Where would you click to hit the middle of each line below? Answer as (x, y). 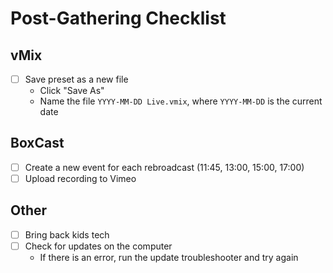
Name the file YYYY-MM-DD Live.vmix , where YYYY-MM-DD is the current (181, 101)
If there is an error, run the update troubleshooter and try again (169, 257)
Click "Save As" (72, 91)
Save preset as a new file (76, 79)
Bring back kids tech (67, 234)
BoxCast (37, 143)
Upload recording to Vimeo (80, 178)
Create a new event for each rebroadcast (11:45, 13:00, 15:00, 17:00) (164, 167)
